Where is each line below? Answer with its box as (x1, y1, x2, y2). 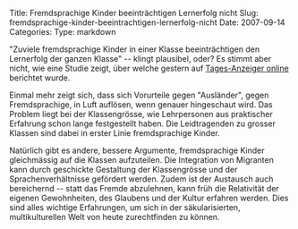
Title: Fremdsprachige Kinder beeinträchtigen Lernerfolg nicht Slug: (9, 8, 259, 18)
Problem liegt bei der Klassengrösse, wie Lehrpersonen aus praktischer (9, 109, 273, 119)
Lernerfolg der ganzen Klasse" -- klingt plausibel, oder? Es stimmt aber (9, 54, 272, 64)
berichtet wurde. (9, 72, 71, 83)
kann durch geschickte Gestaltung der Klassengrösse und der (9, 165, 238, 174)
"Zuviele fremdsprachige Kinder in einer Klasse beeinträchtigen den (9, 44, 260, 55)
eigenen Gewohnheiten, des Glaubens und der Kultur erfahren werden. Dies (9, 192, 289, 203)
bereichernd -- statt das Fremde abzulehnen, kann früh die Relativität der (9, 183, 279, 193)
